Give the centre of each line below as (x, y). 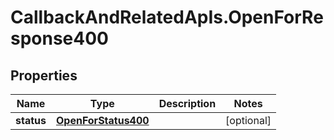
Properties (44, 75)
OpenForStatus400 (102, 120)
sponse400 (59, 38)
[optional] (248, 120)
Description (187, 103)
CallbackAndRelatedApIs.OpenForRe (167, 17)
